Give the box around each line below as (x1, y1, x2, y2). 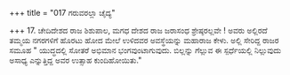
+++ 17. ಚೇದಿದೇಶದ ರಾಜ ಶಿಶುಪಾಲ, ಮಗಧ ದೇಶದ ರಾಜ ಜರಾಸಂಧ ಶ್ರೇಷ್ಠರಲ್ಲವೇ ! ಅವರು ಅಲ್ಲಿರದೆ (9, 26, 268, 35)
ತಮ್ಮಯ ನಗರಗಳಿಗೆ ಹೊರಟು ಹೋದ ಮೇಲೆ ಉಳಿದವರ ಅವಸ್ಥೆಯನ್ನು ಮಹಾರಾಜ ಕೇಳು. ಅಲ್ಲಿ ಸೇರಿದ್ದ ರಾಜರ (9, 35, 279, 45)
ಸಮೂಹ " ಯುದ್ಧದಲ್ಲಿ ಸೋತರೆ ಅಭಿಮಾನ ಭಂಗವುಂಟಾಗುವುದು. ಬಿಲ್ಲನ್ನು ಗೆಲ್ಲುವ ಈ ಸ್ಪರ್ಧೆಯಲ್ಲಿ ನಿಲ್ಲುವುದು (9, 45, 282, 56)
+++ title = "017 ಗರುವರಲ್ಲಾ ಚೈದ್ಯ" (9, 8, 116, 18)
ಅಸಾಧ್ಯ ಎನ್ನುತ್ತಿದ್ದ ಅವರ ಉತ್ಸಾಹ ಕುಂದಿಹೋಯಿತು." (9, 55, 142, 65)
